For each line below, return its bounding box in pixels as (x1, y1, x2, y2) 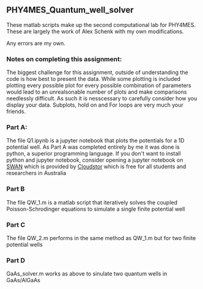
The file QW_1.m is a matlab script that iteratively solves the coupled (6, 198, 178, 206)
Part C (6, 220, 26, 229)
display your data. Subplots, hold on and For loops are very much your (6, 101, 183, 109)
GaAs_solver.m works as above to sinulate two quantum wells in (6, 270, 168, 277)
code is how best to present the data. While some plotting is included (6, 75, 181, 83)
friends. (6, 108, 26, 115)
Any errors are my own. (6, 39, 65, 47)
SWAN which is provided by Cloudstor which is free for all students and (6, 163, 186, 170)
